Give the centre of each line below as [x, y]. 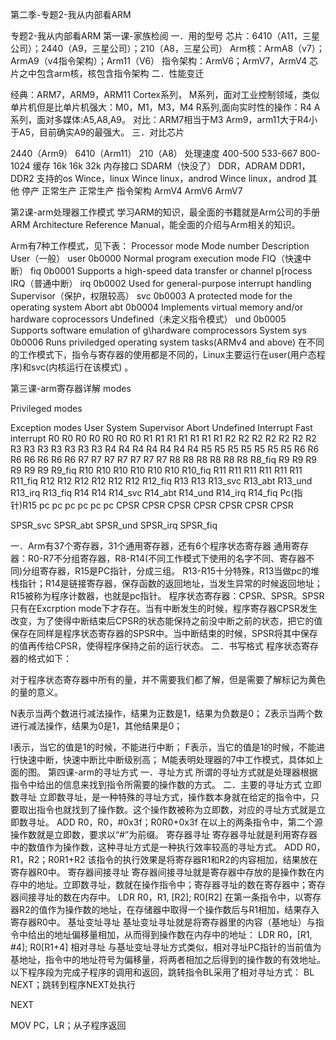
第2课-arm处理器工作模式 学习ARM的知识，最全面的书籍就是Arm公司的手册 [165, 212]
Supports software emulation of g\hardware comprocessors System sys [158, 330]
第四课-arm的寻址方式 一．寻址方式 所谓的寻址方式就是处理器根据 [182, 772]
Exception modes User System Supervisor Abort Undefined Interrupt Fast [161, 427]
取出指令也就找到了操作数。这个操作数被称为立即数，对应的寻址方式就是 [167, 809]
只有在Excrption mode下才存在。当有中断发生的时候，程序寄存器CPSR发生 [164, 608]
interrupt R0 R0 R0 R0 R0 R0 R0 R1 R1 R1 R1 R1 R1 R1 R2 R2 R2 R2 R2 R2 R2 [163, 438]
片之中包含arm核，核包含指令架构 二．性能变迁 [107, 73]
